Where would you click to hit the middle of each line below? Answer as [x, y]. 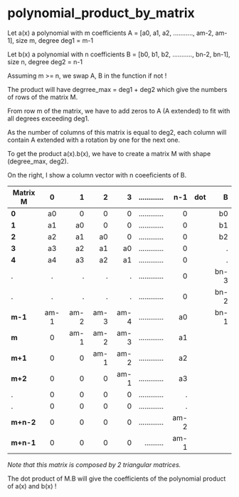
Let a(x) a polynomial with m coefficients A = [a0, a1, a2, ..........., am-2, [111, 33]
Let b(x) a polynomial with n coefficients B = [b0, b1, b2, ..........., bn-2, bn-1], [119, 54]
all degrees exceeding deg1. [48, 118]
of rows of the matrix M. [43, 97]
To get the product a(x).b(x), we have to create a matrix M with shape [109, 153]
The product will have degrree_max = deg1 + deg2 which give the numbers [117, 89]
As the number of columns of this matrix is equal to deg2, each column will [117, 132]
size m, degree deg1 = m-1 [54, 40]
